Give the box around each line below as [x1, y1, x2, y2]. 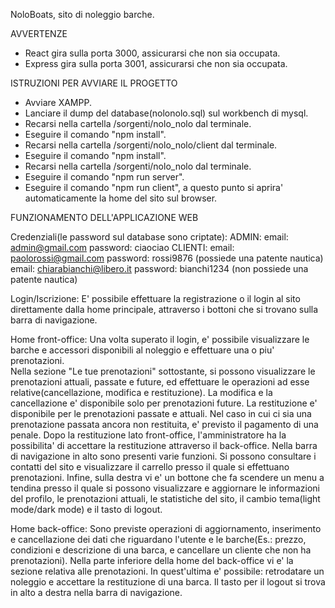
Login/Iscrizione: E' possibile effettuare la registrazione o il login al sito [10, 293, 301, 304]
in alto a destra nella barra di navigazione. [10, 587, 183, 598]
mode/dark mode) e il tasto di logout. [10, 504, 163, 515]
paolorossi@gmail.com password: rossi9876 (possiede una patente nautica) [10, 252, 324, 264]
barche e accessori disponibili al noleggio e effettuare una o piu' [10, 344, 275, 356]
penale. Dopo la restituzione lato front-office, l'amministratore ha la [10, 429, 287, 441]
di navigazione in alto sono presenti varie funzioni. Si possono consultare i [10, 450, 317, 462]
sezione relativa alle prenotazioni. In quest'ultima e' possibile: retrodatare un [10, 565, 325, 577]
